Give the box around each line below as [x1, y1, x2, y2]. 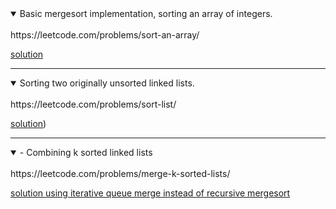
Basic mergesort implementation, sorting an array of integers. [19, 8, 273, 19]
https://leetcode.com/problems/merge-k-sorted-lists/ [10, 168, 231, 179]
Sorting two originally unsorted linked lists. [19, 77, 195, 89]
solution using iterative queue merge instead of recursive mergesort [10, 187, 291, 199]
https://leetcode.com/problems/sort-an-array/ [10, 29, 200, 41]
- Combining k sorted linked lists [19, 147, 153, 158]
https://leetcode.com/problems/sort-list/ [10, 98, 177, 110]
